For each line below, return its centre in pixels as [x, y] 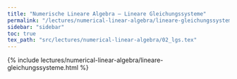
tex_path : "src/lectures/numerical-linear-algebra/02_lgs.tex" [102, 40]
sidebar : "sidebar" [36, 27]
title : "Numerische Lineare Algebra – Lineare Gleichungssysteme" [107, 14]
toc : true [22, 34]
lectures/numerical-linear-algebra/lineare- [102, 60]
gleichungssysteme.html [43, 68]
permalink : [23, 20]
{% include [23, 60]
